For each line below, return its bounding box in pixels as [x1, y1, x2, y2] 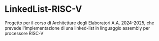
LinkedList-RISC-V [4, 3, 82, 15]
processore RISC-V [4, 30, 44, 36]
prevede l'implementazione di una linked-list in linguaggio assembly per [4, 25, 151, 31]
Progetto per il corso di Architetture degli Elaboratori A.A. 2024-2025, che [4, 20, 155, 26]
